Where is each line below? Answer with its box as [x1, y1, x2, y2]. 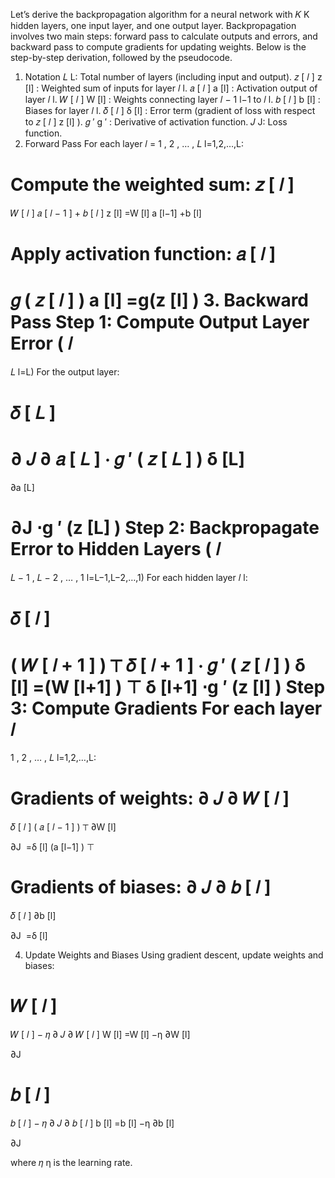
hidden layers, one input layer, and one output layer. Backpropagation [10, 20, 297, 31]
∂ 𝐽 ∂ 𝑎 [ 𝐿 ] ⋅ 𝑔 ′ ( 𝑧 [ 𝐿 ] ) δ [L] [10, 448, 245, 471]
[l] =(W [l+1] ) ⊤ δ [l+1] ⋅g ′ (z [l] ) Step [10, 675, 326, 698]
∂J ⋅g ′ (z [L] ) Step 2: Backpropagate [10, 517, 320, 539]
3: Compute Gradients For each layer [10, 697, 323, 719]
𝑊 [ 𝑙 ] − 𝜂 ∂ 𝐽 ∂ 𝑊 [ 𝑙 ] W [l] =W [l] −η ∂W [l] [10, 1029, 191, 1041]
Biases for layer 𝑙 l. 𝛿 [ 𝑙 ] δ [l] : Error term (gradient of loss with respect [24, 105, 316, 116]
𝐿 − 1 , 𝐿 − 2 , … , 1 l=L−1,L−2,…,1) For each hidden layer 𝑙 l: [10, 572, 248, 584]
